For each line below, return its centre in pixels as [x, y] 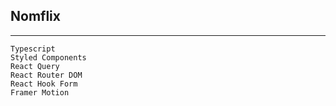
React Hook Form [44, 84]
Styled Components [48, 57]
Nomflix [35, 16]
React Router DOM [46, 75]
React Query [35, 66]
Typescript [33, 49]
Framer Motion [40, 92]
